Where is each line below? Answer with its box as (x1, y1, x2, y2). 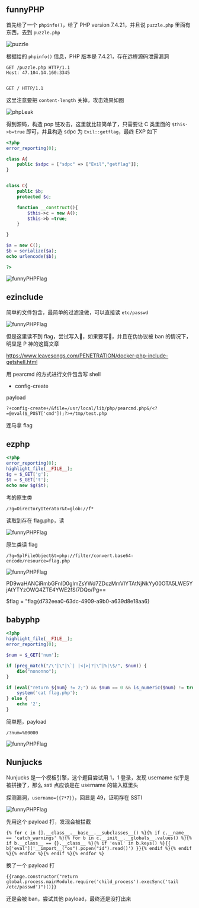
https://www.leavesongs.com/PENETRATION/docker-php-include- (6, 352, 169, 359)
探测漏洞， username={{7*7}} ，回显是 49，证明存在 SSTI (6, 794, 142, 801)
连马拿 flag (6, 421, 33, 429)
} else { (6, 696, 28, 702)
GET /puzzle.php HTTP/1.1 (6, 65, 70, 71)
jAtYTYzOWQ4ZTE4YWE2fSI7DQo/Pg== (6, 586, 107, 593)
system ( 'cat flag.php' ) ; (17, 690, 78, 696)
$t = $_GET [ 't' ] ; (6, 477, 49, 482)
